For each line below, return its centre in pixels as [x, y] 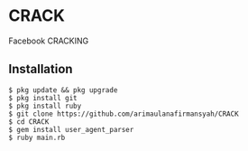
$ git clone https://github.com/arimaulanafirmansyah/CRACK [124, 114]
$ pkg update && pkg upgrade [63, 90]
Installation [41, 69]
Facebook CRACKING [49, 41]
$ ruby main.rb [37, 137]
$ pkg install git [43, 98]
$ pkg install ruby [45, 106]
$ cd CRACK [29, 122]
